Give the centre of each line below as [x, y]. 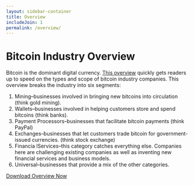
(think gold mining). [38, 103]
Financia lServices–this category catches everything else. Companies [98, 146]
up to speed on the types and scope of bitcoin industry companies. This [92, 79]
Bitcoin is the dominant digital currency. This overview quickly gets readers [96, 73]
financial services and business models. [62, 159]
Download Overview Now [36, 176]
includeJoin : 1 [24, 22]
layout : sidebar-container [39, 11]
